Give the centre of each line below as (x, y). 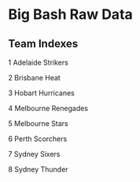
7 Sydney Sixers (34, 154)
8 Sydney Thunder (38, 169)
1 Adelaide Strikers (38, 62)
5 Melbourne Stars (38, 123)
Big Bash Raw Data (71, 15)
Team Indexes (43, 44)
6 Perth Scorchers (38, 139)
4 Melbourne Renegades (48, 108)
